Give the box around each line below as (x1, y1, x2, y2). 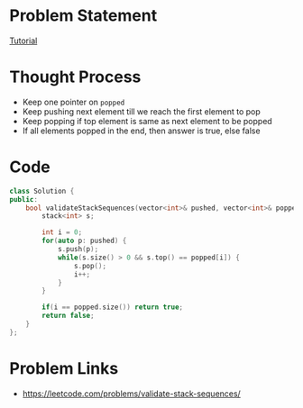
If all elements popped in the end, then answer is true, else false (22, 125, 261, 136)
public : (9, 195, 39, 204)
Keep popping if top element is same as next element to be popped (22, 115, 272, 126)
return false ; (41, 312, 95, 321)
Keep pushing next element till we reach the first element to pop (22, 105, 262, 117)
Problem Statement (9, 5, 158, 26)
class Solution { (9, 186, 75, 195)
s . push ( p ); (57, 245, 99, 254)
